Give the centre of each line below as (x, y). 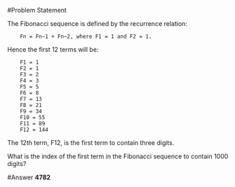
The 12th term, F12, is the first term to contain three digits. (91, 143)
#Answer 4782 (29, 177)
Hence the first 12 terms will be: (53, 49)
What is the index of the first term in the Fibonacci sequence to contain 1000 (118, 156)
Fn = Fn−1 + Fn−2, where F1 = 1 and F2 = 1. (86, 36)
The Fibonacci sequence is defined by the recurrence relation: (98, 23)
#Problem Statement (37, 10)
